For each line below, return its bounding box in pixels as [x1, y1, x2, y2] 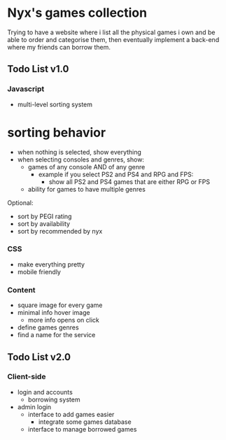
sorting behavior [7, 125, 106, 141]
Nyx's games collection [7, 5, 148, 21]
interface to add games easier [27, 410, 115, 418]
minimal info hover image [17, 308, 90, 317]
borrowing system [27, 395, 80, 404]
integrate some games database [38, 418, 132, 426]
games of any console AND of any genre [27, 162, 146, 171]
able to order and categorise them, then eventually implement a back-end [7, 35, 220, 43]
